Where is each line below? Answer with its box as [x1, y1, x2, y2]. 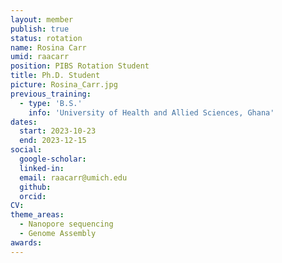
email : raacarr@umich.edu [19, 172, 128, 183]
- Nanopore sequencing [19, 219, 114, 230]
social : [10, 145, 43, 155]
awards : [10, 237, 43, 248]
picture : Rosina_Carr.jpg [10, 80, 118, 90]
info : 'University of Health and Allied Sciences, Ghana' [28, 107, 275, 118]
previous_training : [10, 89, 92, 99]
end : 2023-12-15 [19, 136, 87, 146]
